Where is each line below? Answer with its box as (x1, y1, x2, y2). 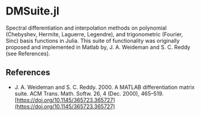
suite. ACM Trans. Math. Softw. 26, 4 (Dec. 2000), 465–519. (14, 89, 164, 97)
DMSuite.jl (5, 4, 60, 18)
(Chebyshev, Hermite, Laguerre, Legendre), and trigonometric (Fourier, (5, 30, 183, 37)
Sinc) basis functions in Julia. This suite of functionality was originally (5, 37, 180, 44)
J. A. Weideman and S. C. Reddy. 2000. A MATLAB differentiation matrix (14, 83, 195, 91)
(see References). (5, 50, 50, 57)
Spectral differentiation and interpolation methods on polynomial (5, 24, 167, 31)
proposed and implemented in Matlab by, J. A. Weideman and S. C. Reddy (5, 43, 191, 51)
